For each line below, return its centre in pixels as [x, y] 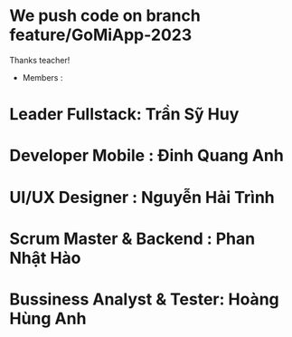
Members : [42, 77]
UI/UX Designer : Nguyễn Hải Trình [142, 197]
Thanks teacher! [40, 60]
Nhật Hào [45, 258]
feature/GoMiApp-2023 [101, 35]
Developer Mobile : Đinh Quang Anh [147, 156]
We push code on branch [105, 16]
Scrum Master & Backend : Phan [132, 239]
